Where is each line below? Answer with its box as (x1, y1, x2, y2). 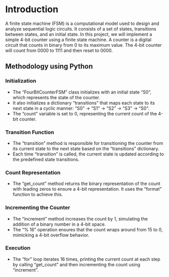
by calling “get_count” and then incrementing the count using (12, 261, 141, 267)
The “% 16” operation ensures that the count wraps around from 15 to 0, (12, 226, 163, 232)
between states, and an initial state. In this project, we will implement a (5, 31, 152, 37)
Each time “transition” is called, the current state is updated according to (12, 151, 164, 157)
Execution (5, 244, 31, 252)
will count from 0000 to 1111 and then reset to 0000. (5, 47, 113, 53)
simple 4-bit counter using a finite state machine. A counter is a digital (5, 37, 152, 43)
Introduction (5, 4, 59, 15)
